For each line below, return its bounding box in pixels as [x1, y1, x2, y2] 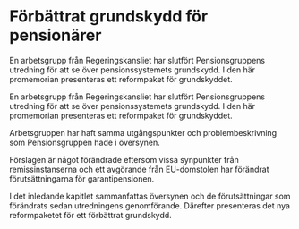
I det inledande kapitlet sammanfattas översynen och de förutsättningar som [9, 191, 291, 201]
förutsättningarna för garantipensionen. [9, 173, 155, 184]
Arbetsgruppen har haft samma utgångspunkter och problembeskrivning [9, 127, 278, 138]
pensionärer [9, 25, 102, 46]
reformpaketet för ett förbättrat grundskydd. [9, 209, 172, 220]
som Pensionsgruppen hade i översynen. [9, 137, 161, 148]
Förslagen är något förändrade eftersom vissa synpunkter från [9, 154, 239, 165]
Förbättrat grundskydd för [9, 6, 209, 27]
